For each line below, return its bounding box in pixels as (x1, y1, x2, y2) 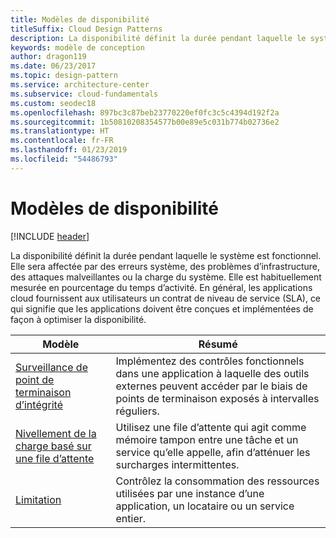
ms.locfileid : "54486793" (10, 154, 118, 164)
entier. (115, 511, 147, 525)
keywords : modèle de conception (10, 42, 145, 53)
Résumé (198, 337, 238, 351)
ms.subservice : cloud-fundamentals (10, 89, 159, 99)
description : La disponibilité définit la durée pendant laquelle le (10, 33, 307, 43)
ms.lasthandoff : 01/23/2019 (10, 145, 128, 155)
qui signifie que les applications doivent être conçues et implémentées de (10, 302, 314, 315)
